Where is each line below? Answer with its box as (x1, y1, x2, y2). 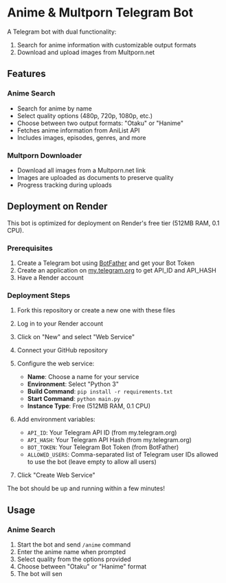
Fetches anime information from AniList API (16, 126, 140, 135)
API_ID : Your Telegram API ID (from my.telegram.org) (27, 428, 177, 437)
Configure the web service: (16, 359, 95, 368)
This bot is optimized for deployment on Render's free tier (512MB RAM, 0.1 (7, 218, 220, 227)
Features (7, 68, 46, 80)
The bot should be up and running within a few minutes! (7, 484, 165, 492)
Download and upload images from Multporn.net (16, 48, 155, 56)
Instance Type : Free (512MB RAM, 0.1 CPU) (27, 402, 151, 410)
